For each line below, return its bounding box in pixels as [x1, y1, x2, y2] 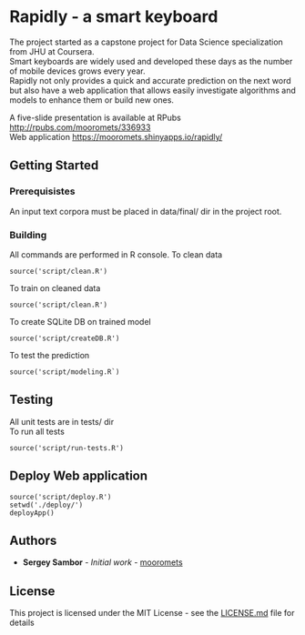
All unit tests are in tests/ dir [9, 416, 115, 427]
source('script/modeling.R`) [9, 367, 120, 377]
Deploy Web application [9, 469, 148, 484]
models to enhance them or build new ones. [9, 94, 175, 106]
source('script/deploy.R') [9, 492, 112, 501]
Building [9, 228, 47, 241]
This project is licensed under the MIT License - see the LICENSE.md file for [9, 608, 295, 619]
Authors [9, 532, 57, 548]
